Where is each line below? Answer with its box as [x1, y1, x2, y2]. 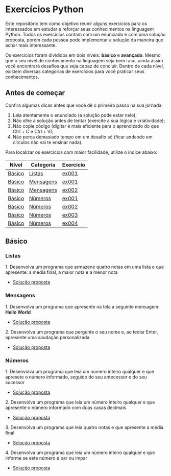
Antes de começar [5, 88, 65, 98]
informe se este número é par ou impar [5, 455, 88, 461]
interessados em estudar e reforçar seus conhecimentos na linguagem [5, 26, 154, 32]
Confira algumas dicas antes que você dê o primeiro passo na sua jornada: [5, 102, 163, 108]
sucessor [5, 379, 25, 386]
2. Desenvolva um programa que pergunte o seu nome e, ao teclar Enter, [5, 328, 158, 335]
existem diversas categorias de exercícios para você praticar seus [5, 68, 144, 75]
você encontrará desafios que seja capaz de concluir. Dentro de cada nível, [5, 63, 164, 69]
